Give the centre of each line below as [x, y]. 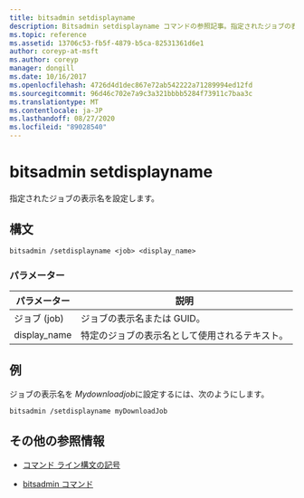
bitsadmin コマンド [57, 484]
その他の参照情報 [57, 441]
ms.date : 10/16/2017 [48, 77]
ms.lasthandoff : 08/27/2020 [62, 119]
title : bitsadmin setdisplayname [72, 18]
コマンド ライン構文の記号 [71, 464]
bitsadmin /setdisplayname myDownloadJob [89, 411]
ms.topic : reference [48, 34]
